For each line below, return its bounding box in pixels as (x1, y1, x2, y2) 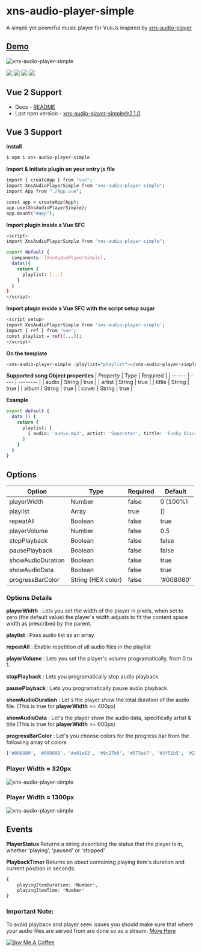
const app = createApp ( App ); (6, 199, 79, 205)
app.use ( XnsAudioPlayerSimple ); (6, 204, 87, 211)
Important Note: (6, 908, 54, 916)
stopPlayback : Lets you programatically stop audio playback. (6, 673, 161, 680)
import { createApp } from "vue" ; (6, 177, 93, 183)
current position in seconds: (6, 864, 76, 872)
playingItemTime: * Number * (17, 888, 85, 894)
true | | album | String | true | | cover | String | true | (6, 385, 133, 392)
